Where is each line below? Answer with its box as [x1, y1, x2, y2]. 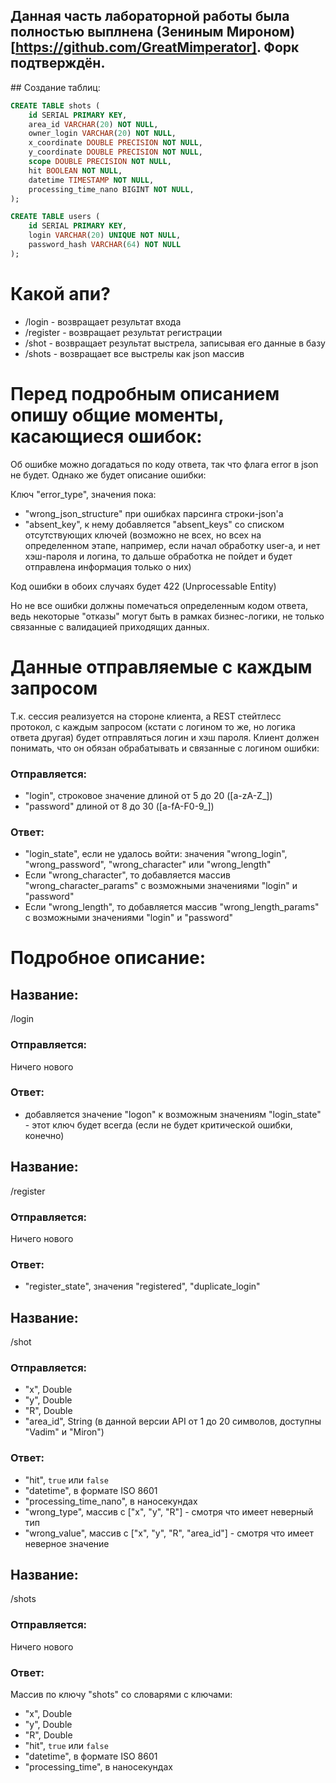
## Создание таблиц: [10, 81, 101, 93]
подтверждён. [10, 55, 106, 72]
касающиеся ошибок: [10, 425, 203, 448]
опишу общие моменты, [10, 404, 224, 426]
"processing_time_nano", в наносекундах [24, 1495, 198, 1507]
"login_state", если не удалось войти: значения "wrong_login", [24, 848, 288, 860]
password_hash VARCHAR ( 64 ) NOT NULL [28, 240, 182, 250]
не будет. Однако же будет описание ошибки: [10, 469, 207, 481]
